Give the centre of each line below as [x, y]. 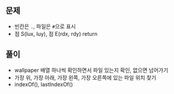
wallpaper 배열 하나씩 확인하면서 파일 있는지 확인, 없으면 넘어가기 [91, 70]
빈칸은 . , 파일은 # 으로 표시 [45, 26]
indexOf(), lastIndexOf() [43, 84]
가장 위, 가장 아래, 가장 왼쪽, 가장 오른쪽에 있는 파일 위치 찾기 [85, 77]
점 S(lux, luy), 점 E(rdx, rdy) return [56, 34]
